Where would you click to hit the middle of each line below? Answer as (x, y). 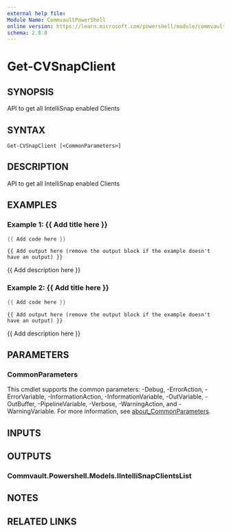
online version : (30, 26)
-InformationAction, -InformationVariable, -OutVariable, (126, 397)
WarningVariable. (32, 411)
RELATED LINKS (42, 521)
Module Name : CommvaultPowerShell (57, 20)
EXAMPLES (32, 205)
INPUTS (24, 433)
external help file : (37, 13)
